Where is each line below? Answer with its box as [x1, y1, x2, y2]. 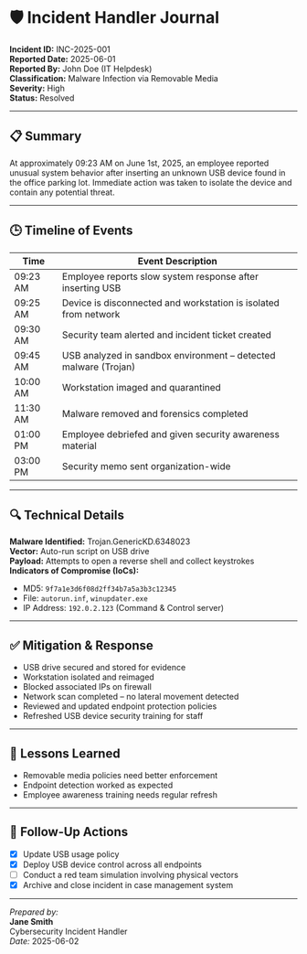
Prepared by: [9, 906, 59, 917]
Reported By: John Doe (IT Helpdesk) [9, 63, 153, 74]
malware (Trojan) [62, 360, 135, 373]
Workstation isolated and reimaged [22, 671, 155, 682]
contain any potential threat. [9, 187, 116, 198]
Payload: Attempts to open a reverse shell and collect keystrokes [9, 555, 255, 567]
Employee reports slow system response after [62, 270, 259, 283]
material [62, 439, 98, 452]
